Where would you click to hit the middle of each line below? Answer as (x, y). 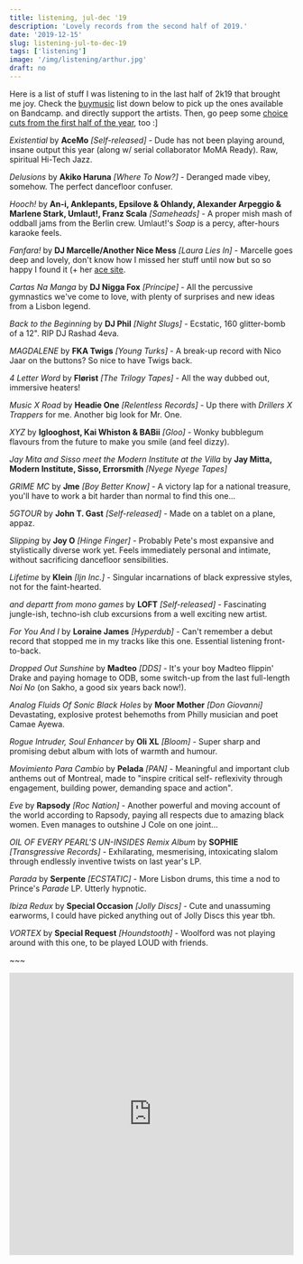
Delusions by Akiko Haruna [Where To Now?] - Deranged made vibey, (140, 176)
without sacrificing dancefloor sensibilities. (89, 559)
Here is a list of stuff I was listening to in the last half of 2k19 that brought (145, 94)
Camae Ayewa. (37, 724)
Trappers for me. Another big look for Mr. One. (96, 414)
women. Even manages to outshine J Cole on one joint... (114, 824)
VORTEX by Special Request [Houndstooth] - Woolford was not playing (142, 932)
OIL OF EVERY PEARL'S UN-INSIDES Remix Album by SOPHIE (124, 842)
